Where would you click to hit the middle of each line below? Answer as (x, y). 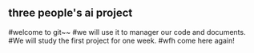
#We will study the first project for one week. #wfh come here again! (121, 40)
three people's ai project (71, 13)
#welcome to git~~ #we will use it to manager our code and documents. (127, 32)
